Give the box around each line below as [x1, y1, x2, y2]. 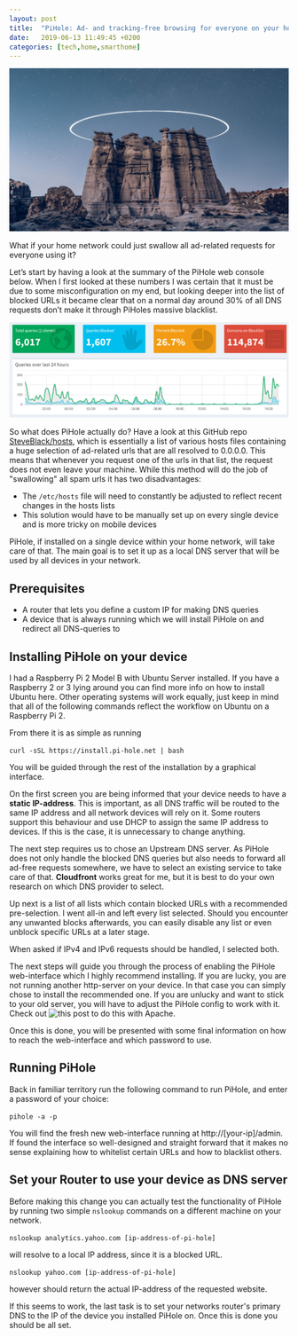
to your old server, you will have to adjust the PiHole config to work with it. [9, 999, 281, 1010]
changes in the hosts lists [21, 500, 115, 511]
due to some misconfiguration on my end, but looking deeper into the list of [9, 286, 286, 296]
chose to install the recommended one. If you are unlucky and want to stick [9, 989, 285, 1000]
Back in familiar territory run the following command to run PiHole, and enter [9, 1083, 288, 1095]
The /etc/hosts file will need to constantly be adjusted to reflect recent [21, 491, 282, 501]
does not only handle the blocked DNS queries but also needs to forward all [9, 853, 286, 864]
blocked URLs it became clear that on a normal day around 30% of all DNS [9, 295, 282, 306]
